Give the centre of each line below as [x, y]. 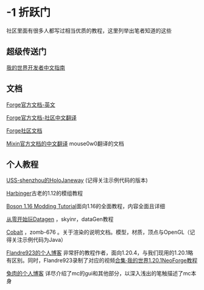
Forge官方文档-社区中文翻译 [42, 117]
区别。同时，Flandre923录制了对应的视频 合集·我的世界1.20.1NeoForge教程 [104, 261]
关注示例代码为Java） [39, 240]
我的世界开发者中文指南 [36, 67]
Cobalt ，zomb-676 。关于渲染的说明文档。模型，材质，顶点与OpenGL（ [98, 232]
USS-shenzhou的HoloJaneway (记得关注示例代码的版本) [77, 180]
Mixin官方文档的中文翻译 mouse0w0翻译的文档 [65, 143]
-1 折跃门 [28, 13]
